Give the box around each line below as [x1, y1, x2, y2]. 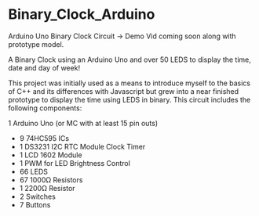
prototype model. [8, 39, 64, 49]
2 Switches [19, 192, 57, 201]
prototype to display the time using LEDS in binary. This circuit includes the [8, 95, 251, 104]
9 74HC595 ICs [19, 133, 69, 142]
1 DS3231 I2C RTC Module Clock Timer [19, 142, 146, 151]
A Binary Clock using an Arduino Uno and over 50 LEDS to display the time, [8, 55, 251, 64]
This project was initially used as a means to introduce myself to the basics [8, 78, 251, 88]
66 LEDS [19, 167, 49, 176]
